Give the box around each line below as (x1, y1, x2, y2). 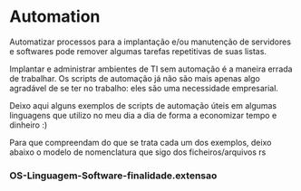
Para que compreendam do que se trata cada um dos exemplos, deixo (9, 137, 272, 148)
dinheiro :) (9, 119, 48, 130)
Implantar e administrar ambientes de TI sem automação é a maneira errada (9, 63, 293, 74)
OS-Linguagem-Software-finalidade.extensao (9, 169, 218, 182)
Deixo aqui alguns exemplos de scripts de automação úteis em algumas (9, 100, 277, 110)
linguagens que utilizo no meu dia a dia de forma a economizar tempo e (9, 110, 277, 120)
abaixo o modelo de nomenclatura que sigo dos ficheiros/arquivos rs (9, 147, 267, 158)
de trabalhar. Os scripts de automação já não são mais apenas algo (9, 72, 260, 83)
